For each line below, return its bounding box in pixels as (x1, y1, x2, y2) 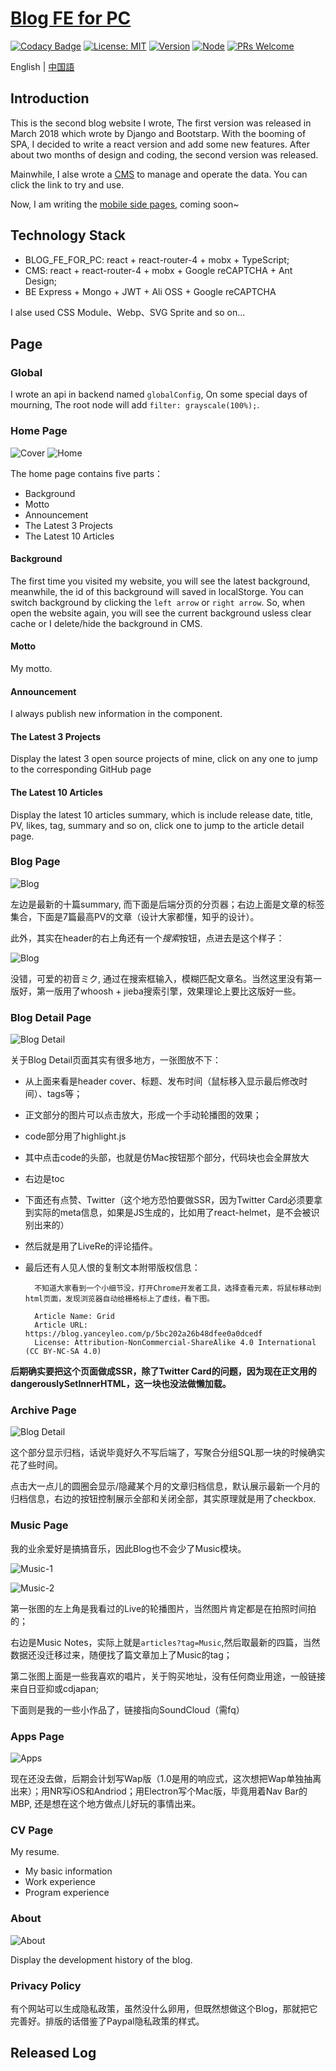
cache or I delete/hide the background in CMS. (10, 617, 203, 629)
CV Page (10, 1823, 54, 1837)
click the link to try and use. (10, 178, 125, 191)
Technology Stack (10, 227, 126, 244)
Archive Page (10, 1403, 77, 1417)
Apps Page (10, 1729, 65, 1743)
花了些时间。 (10, 1459, 63, 1471)
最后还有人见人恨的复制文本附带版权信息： (24, 1262, 201, 1274)
